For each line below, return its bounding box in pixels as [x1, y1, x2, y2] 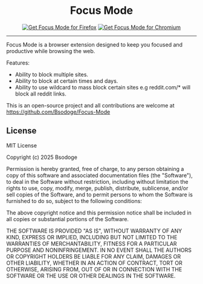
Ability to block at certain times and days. [14, 77, 118, 85]
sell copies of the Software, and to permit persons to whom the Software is [6, 191, 193, 198]
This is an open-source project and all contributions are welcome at [6, 102, 175, 109]
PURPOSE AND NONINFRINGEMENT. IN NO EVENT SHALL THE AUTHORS [6, 246, 192, 254]
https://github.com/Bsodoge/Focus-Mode [6, 108, 111, 115]
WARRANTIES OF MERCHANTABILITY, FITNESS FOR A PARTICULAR [6, 240, 177, 247]
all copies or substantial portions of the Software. [6, 215, 129, 222]
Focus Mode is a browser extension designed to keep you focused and [6, 40, 183, 48]
